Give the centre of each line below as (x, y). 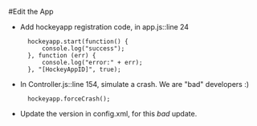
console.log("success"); (83, 49)
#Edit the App (31, 12)
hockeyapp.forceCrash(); (69, 99)
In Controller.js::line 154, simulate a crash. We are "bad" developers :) (135, 84)
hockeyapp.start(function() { (78, 41)
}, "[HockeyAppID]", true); (75, 69)
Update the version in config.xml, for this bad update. (108, 114)
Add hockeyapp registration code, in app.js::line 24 (104, 27)
